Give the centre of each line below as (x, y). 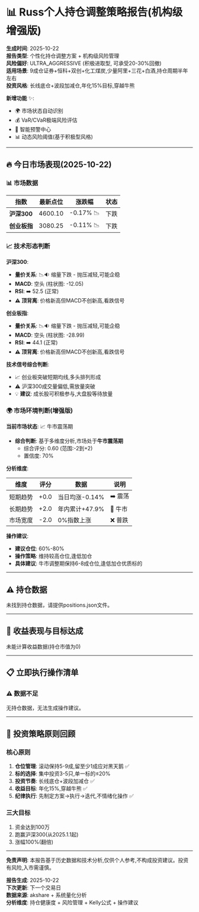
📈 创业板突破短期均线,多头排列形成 (58, 377)
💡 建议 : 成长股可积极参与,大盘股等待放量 (64, 393)
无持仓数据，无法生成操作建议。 (45, 708)
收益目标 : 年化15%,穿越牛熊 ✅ (51, 788)
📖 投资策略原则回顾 (41, 733)
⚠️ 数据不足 (22, 694)
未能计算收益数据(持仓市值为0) (44, 646)
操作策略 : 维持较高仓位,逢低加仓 (53, 556)
